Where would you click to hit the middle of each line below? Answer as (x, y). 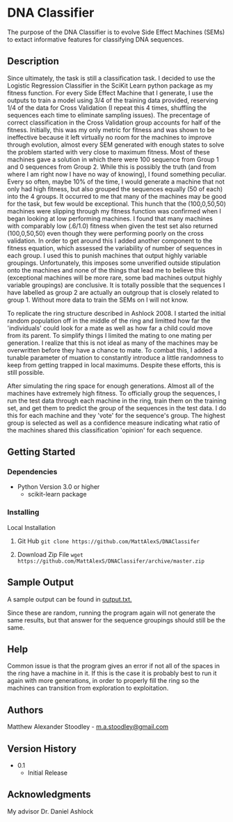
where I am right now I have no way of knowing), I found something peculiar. (117, 174)
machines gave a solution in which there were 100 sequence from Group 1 (113, 159)
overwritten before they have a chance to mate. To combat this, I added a (112, 350)
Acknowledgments (49, 795)
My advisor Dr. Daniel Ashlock (50, 811)
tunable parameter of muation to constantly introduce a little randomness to (115, 357)
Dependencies (32, 472)
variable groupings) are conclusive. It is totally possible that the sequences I (116, 285)
